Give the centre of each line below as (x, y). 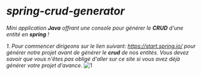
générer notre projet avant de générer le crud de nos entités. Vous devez (98, 52)
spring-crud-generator (66, 11)
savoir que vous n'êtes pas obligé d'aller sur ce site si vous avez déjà (93, 59)
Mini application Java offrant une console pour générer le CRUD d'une (95, 28)
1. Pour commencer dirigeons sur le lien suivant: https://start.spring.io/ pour (101, 46)
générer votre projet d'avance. (45, 65)
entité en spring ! (28, 34)
